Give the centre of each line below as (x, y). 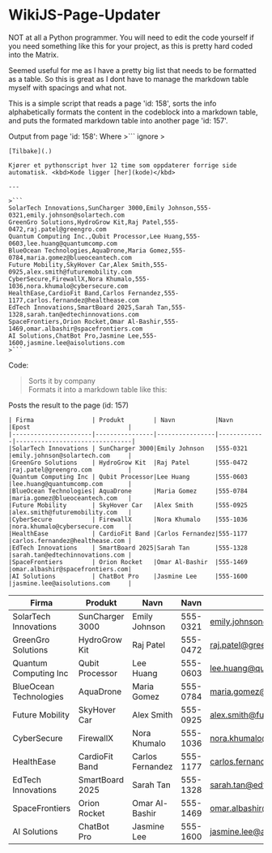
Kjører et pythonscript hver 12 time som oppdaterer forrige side (123, 165)
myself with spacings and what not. (68, 88)
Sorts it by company (62, 381)
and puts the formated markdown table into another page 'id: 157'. (118, 120)
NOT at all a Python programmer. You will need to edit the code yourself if (132, 37)
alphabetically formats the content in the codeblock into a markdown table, (133, 112)
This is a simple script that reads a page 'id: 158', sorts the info (113, 103)
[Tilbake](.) (30, 151)
